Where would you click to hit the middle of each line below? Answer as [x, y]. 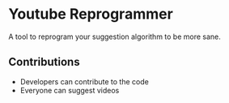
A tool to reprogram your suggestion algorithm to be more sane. [114, 36]
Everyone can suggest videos [70, 90]
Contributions [44, 62]
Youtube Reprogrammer [91, 14]
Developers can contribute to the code [85, 81]
